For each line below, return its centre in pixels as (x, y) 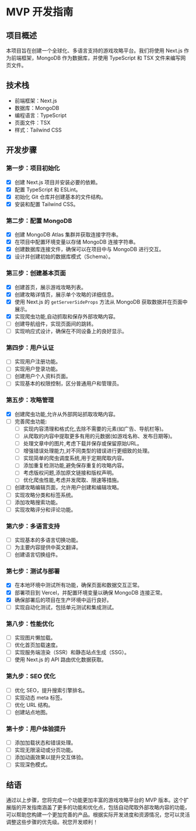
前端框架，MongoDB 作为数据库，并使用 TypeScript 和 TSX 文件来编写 (96, 58)
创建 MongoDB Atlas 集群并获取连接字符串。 (68, 235)
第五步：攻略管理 (30, 400)
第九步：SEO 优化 (31, 677)
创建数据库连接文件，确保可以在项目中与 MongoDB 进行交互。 (89, 249)
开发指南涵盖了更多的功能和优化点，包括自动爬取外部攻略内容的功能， (106, 808)
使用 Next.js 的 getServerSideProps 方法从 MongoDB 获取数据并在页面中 (101, 301)
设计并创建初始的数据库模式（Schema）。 (64, 257)
